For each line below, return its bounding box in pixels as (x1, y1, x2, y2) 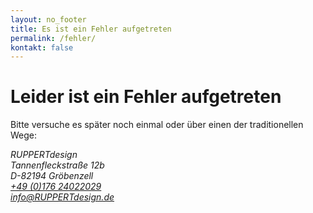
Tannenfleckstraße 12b (10, 159, 105, 171)
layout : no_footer (10, 14, 87, 25)
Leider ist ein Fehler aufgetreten (10, 86, 282, 108)
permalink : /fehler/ (10, 33, 97, 43)
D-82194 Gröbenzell (10, 170, 94, 182)
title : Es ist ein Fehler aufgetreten (10, 24, 172, 34)
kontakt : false (10, 42, 74, 53)
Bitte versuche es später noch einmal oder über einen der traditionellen (10, 119, 304, 131)
